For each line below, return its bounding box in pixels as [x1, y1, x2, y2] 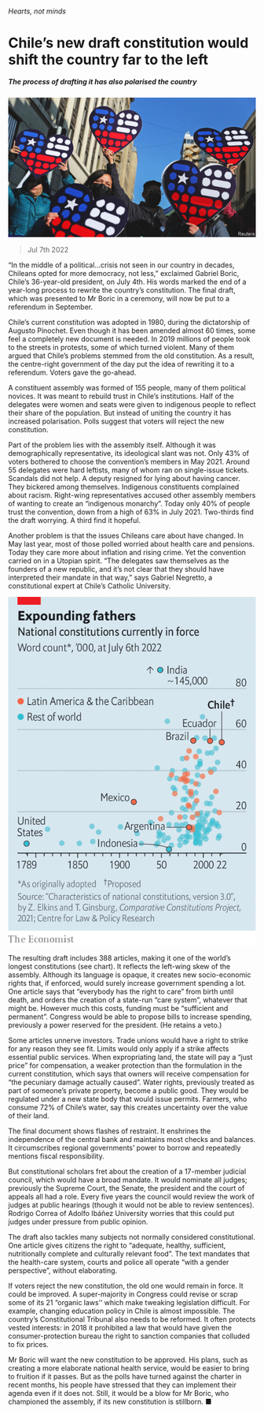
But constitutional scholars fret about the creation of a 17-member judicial [8, 1167, 247, 1177]
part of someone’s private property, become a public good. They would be [8, 1086, 249, 1095]
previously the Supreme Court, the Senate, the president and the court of [8, 1184, 245, 1193]
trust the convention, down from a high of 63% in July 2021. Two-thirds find [8, 507, 254, 517]
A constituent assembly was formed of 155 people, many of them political [8, 383, 246, 393]
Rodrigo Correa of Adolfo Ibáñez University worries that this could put [8, 1209, 235, 1218]
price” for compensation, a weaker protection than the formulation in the [8, 1061, 242, 1070]
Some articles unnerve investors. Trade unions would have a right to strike [8, 1035, 249, 1045]
